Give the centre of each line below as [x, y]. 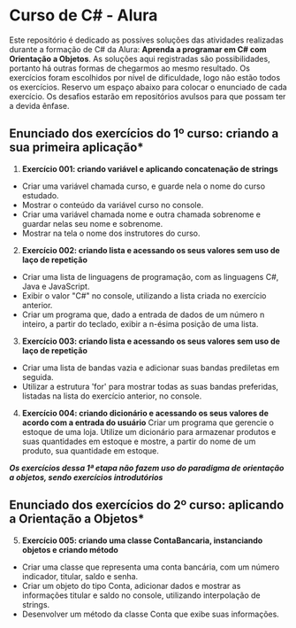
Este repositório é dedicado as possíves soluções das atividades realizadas [147, 40]
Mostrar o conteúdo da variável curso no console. [113, 205]
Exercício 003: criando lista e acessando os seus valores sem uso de [151, 341]
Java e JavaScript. [56, 286]
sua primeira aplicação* [76, 147]
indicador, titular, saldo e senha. [80, 576]
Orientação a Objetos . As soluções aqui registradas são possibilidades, [140, 58]
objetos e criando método [70, 549]
